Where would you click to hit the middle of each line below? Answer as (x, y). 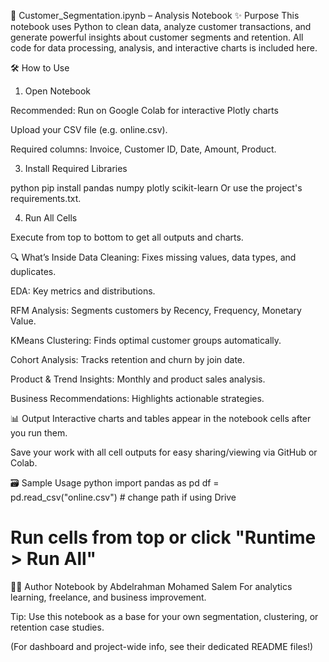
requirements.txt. (46, 198)
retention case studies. (57, 627)
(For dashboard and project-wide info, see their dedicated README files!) (162, 646)
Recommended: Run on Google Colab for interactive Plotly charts (144, 110)
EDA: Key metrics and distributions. (83, 291)
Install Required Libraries (76, 168)
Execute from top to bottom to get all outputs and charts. (127, 237)
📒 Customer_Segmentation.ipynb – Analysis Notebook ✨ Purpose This (155, 15)
